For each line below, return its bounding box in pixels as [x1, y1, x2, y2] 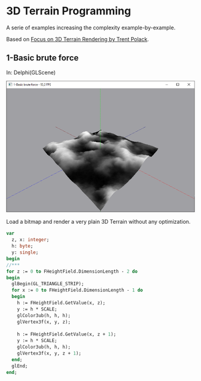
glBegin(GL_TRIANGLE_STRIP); [11, 281, 84, 287]
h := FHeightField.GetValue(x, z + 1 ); [17, 331, 117, 337]
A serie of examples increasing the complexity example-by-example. [6, 24, 176, 31]
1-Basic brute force [6, 53, 79, 63]
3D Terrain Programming [6, 4, 132, 18]
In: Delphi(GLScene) [6, 69, 56, 76]
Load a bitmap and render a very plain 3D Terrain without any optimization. [6, 218, 191, 225]
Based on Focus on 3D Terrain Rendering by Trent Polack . [6, 35, 150, 42]
